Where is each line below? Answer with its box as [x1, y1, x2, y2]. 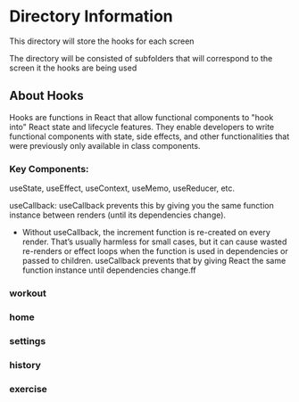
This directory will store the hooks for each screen [9, 36, 195, 46]
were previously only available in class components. [9, 140, 201, 151]
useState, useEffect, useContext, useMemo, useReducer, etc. [9, 183, 235, 193]
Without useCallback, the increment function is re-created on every [21, 227, 270, 238]
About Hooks [9, 88, 84, 103]
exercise [9, 382, 47, 395]
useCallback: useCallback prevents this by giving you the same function [9, 201, 274, 211]
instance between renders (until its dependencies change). [9, 209, 226, 220]
